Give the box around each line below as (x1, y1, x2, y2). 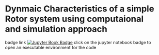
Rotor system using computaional (5, 13, 144, 24)
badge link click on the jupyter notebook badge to (5, 39, 151, 45)
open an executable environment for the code (5, 44, 96, 50)
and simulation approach (5, 24, 108, 34)
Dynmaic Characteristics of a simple (5, 3, 154, 14)
